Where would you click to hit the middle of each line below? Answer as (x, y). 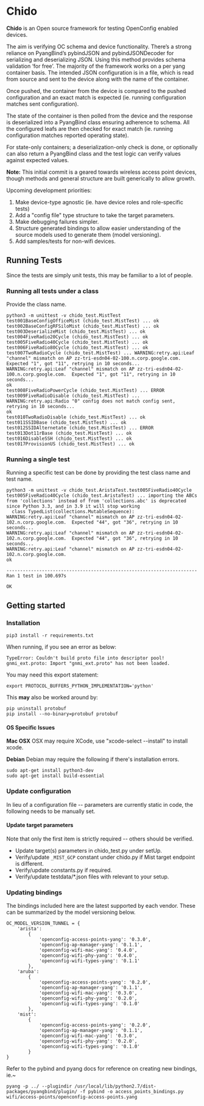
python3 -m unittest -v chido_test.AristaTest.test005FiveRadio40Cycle (99, 491)
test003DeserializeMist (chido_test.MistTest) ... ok (76, 332)
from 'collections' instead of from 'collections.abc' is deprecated (97, 501)
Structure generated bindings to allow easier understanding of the (98, 228)
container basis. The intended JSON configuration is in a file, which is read (100, 72)
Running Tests (34, 260)
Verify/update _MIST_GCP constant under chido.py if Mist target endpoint (105, 857)
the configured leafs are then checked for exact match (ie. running (90, 128)
